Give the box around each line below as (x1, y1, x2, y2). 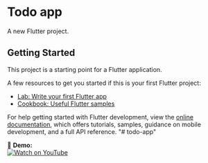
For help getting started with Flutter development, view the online (7, 113, 194, 121)
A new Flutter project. (7, 27, 69, 35)
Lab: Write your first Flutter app (17, 92, 107, 100)
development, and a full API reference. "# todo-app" (7, 127, 157, 135)
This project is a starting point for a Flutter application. (7, 65, 162, 73)
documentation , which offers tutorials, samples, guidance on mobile (7, 120, 201, 128)
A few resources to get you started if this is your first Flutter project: (7, 79, 201, 87)
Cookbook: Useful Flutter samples (17, 99, 115, 108)
